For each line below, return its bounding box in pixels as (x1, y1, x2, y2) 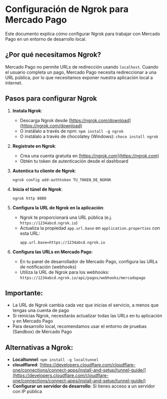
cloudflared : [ (12, 362, 41, 368)
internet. (5, 80, 22, 86)
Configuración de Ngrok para (5, 4, 129, 15)
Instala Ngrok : (12, 108, 42, 114)
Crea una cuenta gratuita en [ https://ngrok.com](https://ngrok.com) (19, 153, 159, 159)
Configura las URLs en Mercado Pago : (12, 249, 93, 255)
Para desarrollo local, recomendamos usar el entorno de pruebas (12, 323, 147, 329)
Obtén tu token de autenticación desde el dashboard (19, 158, 128, 164)
